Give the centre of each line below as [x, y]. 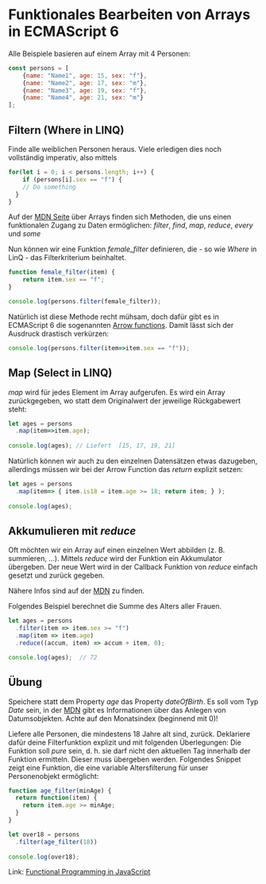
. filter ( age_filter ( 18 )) [56, 842]
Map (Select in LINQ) [60, 373]
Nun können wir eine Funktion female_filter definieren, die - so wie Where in [133, 249]
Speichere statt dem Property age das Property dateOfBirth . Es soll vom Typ [133, 701]
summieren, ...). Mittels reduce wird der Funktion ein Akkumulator [115, 559]
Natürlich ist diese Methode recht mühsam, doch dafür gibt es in [114, 317]
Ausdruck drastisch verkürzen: [59, 333]
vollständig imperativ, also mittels [63, 158]
